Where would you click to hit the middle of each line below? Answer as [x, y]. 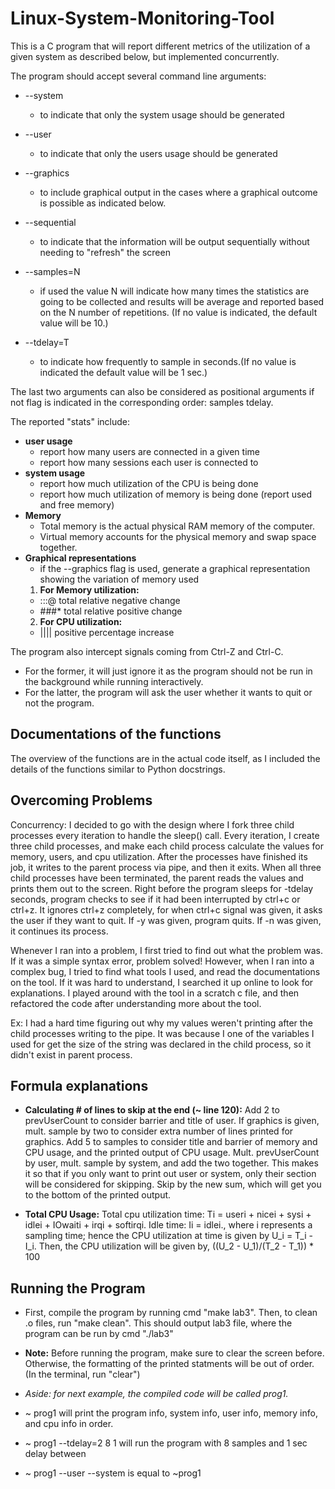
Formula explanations [79, 1085]
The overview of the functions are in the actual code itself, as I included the [165, 758]
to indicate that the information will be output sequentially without [174, 241]
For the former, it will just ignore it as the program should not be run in [168, 671]
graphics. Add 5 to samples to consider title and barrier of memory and [171, 1142]
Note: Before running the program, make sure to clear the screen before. [174, 1353]
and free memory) [77, 504]
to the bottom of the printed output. [98, 1195]
